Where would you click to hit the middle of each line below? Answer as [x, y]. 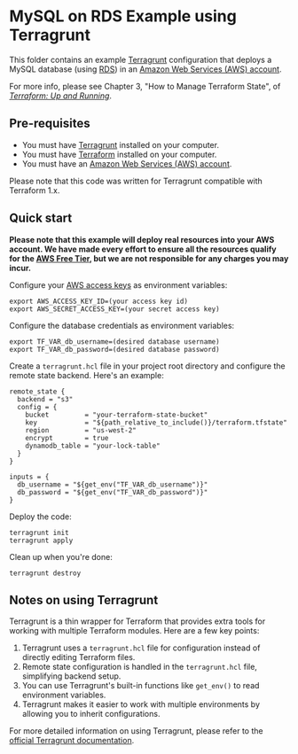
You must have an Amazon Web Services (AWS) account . [127, 163]
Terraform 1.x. [35, 190]
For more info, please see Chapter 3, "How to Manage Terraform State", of [145, 86]
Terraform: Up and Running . [61, 96]
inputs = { [29, 477]
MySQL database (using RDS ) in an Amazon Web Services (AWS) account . [145, 69]
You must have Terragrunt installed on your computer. [121, 144]
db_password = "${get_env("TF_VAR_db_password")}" [113, 492]
